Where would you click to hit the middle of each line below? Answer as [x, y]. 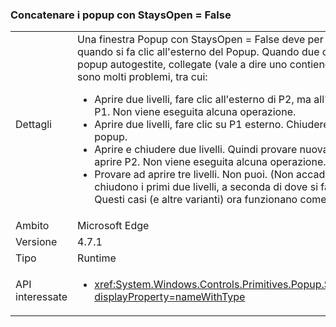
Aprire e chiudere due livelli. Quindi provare [196, 150]
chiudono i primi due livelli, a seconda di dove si [206, 187]
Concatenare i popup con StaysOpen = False [121, 15]
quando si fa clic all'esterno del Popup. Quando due [198, 52]
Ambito [32, 226]
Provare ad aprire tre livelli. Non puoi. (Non [194, 175]
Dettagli [33, 125]
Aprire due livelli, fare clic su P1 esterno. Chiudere [212, 125]
